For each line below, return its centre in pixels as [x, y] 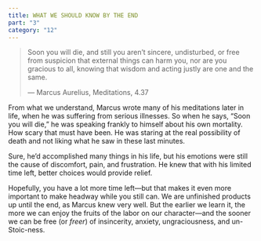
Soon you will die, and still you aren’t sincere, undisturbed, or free [134, 53]
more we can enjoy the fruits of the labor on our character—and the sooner [129, 214]
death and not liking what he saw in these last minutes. [97, 141]
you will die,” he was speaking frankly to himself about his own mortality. [125, 124]
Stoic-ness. [27, 230]
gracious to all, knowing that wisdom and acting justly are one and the [140, 69]
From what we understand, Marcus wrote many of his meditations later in [126, 108]
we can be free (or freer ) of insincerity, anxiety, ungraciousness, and [119, 221]
